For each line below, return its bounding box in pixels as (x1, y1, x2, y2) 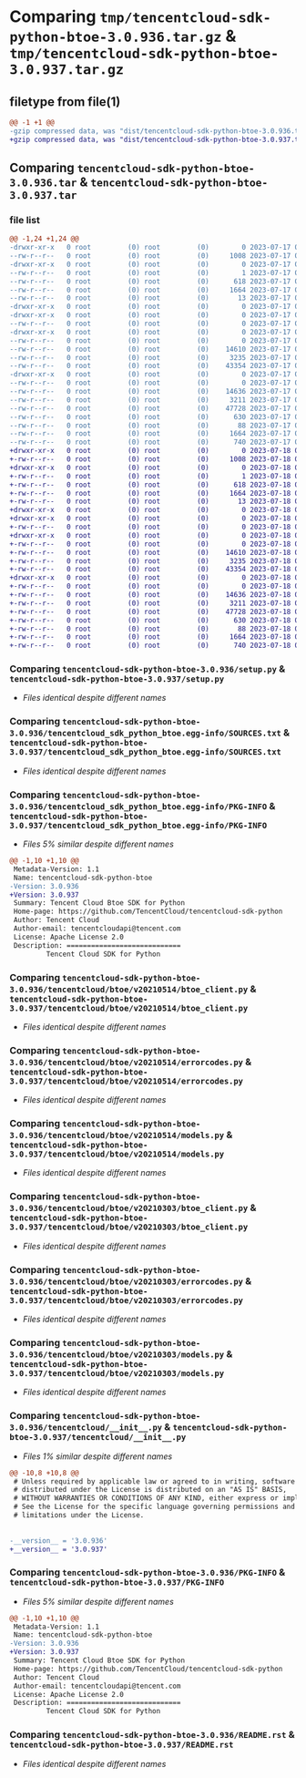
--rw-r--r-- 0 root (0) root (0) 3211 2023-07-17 (9, 395, 291, 405)
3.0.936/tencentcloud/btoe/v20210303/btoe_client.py (9, 1203, 249, 1214)
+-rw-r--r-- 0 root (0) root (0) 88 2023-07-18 (9, 624, 291, 633)
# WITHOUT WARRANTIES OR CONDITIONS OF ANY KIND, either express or (13, 1494, 280, 1503)
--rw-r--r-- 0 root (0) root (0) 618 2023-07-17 (9, 276, 291, 286)
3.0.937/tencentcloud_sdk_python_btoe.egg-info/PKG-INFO (9, 820, 268, 830)
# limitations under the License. (13, 1511, 145, 1520)
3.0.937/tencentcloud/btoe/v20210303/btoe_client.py (9, 1222, 249, 1232)
